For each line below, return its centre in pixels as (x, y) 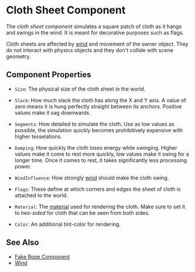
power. (23, 166)
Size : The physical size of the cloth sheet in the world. (80, 89)
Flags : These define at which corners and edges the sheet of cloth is (97, 189)
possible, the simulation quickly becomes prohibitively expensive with (99, 130)
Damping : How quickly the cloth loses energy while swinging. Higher (96, 147)
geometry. (18, 56)
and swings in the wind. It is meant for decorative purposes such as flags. (95, 32)
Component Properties (49, 75)
